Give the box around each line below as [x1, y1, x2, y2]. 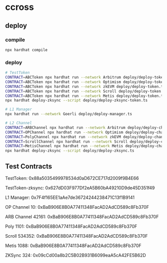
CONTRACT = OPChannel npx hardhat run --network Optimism [5, 130, 123, 135]
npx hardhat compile [5, 47, 48, 52]
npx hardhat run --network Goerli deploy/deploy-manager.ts [5, 111, 133, 117]
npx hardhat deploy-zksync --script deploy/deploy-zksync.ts [5, 148, 135, 153]
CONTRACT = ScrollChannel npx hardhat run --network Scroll [5, 139, 128, 144]
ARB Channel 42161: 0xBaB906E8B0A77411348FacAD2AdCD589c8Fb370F [5, 213, 159, 220]
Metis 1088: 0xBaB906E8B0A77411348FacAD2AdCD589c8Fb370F [5, 243, 142, 249]
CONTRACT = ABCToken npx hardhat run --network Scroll [5, 88, 117, 93]
